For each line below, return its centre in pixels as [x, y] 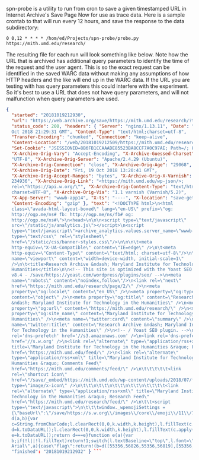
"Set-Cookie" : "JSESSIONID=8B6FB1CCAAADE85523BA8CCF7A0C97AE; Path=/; [100, 148]
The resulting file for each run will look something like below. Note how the [97, 55]
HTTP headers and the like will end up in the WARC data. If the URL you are [98, 80]
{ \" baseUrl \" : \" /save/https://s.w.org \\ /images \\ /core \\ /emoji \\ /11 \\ [100, 413]
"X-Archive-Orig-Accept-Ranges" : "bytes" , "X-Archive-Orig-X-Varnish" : [102, 176]
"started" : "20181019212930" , [49, 115]
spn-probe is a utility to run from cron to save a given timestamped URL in [96, 9]
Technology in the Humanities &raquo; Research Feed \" [81, 396]
